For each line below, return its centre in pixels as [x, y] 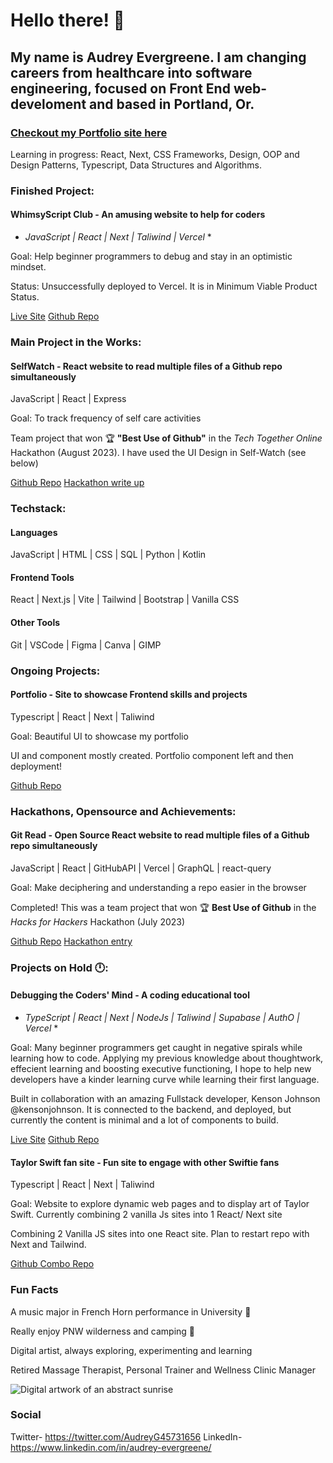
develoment [48, 104]
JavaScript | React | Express [68, 399]
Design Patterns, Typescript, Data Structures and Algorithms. [136, 165]
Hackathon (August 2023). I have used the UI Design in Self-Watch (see [158, 453]
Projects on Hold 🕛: [59, 967]
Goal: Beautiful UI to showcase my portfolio [99, 736]
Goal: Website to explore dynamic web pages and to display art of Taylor [160, 1204]
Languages [34, 532]
